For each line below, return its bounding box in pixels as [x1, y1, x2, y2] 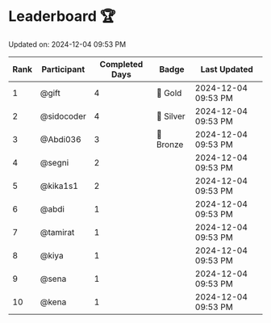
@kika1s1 [40, 180, 79, 191]
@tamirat [40, 226, 75, 237]
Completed [99, 58, 144, 69]
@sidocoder [40, 111, 87, 122]
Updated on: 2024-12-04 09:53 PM [8, 39, 127, 49]
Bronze [156, 139, 184, 150]
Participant [41, 63, 85, 74]
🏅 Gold [156, 87, 182, 99]
